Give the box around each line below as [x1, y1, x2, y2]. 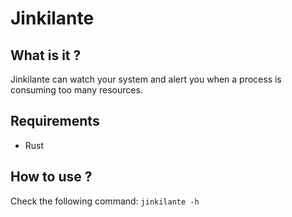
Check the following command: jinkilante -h [10, 195, 200, 207]
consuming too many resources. [10, 84, 143, 96]
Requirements [10, 113, 100, 130]
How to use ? [10, 168, 93, 186]
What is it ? [10, 47, 82, 64]
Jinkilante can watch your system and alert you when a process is [10, 73, 282, 85]
